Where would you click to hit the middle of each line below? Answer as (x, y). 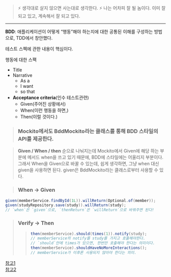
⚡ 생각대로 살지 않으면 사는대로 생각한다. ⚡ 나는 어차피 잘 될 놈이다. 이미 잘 (92, 8)
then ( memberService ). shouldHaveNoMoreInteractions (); (89, 248)
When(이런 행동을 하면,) (44, 110)
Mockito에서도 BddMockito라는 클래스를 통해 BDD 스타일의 (88, 131)
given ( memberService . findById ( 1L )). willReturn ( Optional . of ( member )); (81, 200)
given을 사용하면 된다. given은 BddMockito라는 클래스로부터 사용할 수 (88, 170)
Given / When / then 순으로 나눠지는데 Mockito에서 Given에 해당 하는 (88, 151)
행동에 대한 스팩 (21, 60)
